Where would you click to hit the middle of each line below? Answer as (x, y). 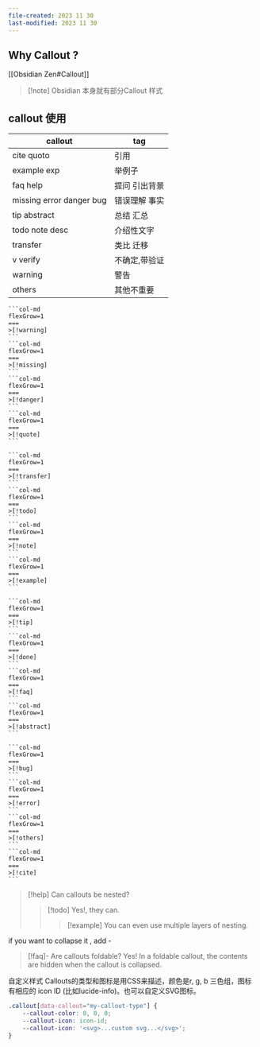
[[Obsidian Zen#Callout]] (49, 74)
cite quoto (31, 156)
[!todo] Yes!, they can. (84, 910)
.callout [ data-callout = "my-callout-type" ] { (83, 1006)
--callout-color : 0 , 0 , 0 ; (67, 1014)
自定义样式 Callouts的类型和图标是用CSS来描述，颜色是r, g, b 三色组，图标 (130, 981)
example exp (36, 170)
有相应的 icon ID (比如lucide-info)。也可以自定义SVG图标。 (104, 991)
